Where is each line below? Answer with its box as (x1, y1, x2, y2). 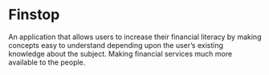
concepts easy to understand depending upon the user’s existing (8, 40, 223, 49)
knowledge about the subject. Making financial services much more (8, 49, 233, 58)
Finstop (8, 6, 60, 24)
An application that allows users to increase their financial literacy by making (8, 32, 262, 41)
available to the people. (8, 57, 86, 67)
